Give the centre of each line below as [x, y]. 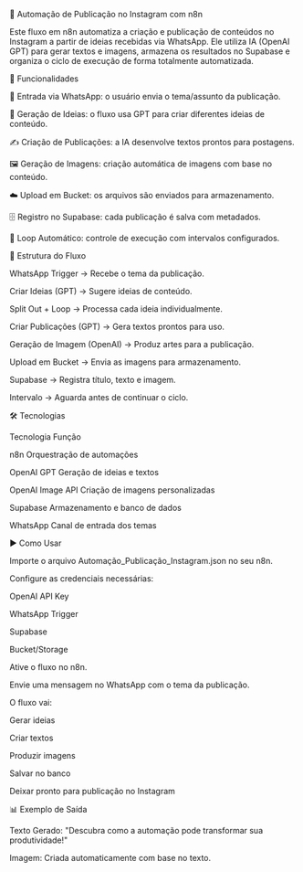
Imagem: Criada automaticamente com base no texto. [110, 858]
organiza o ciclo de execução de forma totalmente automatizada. [131, 61]
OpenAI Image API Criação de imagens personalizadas [112, 490]
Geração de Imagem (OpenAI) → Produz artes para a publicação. [132, 344]
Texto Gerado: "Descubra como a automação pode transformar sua [136, 830]
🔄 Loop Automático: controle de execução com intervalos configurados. [145, 238]
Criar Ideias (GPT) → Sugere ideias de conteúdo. [101, 291]
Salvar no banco [40, 773]
